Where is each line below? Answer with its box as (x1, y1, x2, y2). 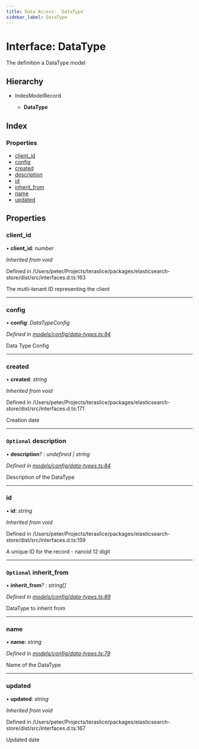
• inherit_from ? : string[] (6, 582, 66, 589)
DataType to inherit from (6, 605, 66, 612)
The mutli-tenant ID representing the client (6, 285, 110, 292)
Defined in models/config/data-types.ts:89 (6, 593, 111, 600)
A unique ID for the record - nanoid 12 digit (6, 548, 111, 555)
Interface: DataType (6, 40, 107, 53)
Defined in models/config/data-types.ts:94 (6, 330, 111, 338)
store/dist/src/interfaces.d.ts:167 (6, 724, 86, 732)
